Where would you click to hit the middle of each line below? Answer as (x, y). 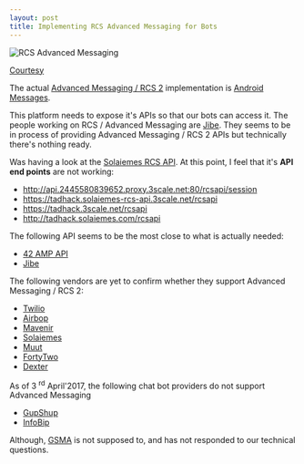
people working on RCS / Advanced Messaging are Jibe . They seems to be (150, 125)
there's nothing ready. (51, 144)
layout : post (34, 18)
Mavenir (38, 327)
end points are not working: (62, 171)
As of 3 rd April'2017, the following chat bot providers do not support (137, 385)
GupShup (41, 413)
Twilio (34, 308)
